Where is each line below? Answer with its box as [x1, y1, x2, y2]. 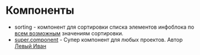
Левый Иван [14, 42, 46, 50]
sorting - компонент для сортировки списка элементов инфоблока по [14, 23, 195, 30]
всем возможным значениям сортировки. [14, 29, 124, 36]
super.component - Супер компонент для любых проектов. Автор [14, 36, 183, 43]
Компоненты [5, 4, 75, 17]
